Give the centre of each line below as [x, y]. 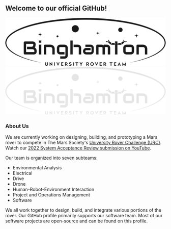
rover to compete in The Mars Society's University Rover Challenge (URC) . [83, 143]
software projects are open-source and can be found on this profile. [77, 221]
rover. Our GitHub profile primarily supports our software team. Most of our [84, 216]
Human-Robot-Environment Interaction [53, 189]
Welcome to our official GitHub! [56, 8]
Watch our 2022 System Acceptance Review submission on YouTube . [78, 148]
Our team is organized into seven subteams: [51, 158]
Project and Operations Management [51, 195]
